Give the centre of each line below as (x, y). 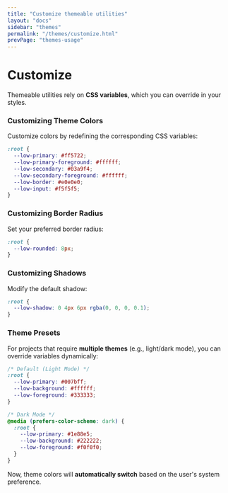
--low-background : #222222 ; (61, 441)
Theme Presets (34, 333)
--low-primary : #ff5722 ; (50, 156)
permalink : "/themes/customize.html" (63, 34)
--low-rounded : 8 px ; (44, 249)
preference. (24, 482)
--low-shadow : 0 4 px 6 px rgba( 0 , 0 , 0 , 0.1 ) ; (82, 308)
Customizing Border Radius (55, 213)
